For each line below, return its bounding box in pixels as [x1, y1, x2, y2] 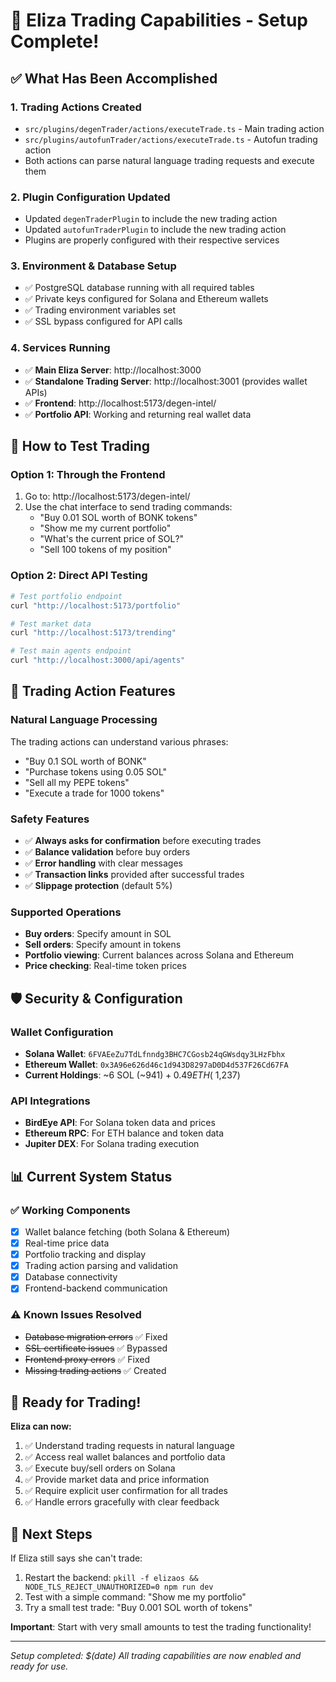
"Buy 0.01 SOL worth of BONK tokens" [39, 512, 198, 524]
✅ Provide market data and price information [24, 1474, 210, 1486]
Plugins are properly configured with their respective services [24, 234, 280, 246]
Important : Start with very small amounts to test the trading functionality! [10, 1621, 312, 1633]
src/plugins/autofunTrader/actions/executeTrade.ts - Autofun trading [24, 133, 318, 145]
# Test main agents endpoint [10, 646, 132, 656]
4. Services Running [10, 341, 111, 355]
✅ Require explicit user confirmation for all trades [24, 1485, 228, 1497]
